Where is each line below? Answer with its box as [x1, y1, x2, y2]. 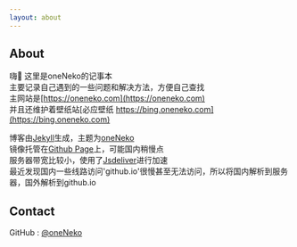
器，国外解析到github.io [9, 177, 96, 188]
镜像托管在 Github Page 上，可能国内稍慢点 [9, 144, 165, 154]
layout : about [9, 12, 62, 22]
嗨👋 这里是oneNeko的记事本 [9, 70, 113, 81]
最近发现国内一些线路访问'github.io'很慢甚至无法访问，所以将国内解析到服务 [9, 166, 288, 177]
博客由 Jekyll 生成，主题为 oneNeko [9, 133, 135, 144]
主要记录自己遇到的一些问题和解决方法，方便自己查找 [9, 82, 205, 93]
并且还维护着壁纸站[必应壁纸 [9, 104, 114, 115]
